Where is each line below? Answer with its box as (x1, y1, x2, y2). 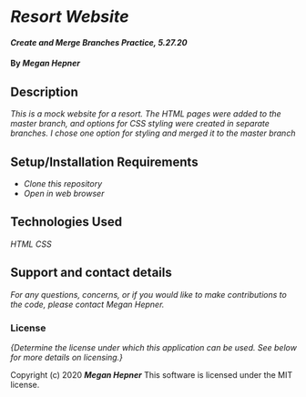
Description (10, 84, 78, 99)
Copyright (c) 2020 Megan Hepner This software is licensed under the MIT (10, 369, 293, 380)
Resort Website (10, 6, 129, 27)
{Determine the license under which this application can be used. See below (10, 341, 297, 352)
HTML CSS (10, 239, 53, 249)
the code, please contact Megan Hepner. (10, 299, 165, 310)
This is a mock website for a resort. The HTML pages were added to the (10, 108, 281, 119)
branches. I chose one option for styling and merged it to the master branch (10, 127, 296, 138)
